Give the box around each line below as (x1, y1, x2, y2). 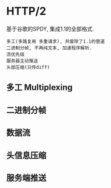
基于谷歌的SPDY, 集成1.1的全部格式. (6, 25, 94, 32)
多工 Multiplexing (6, 82, 73, 92)
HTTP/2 (6, 4, 47, 18)
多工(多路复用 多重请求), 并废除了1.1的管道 (6, 38, 105, 44)
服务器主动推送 (6, 58, 38, 64)
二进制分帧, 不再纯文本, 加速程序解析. (6, 44, 93, 51)
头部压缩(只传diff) (6, 64, 50, 71)
